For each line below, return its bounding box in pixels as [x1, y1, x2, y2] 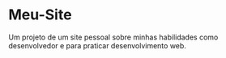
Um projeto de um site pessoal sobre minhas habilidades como [8, 32, 219, 42]
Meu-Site [8, 6, 72, 24]
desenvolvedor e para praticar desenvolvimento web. [8, 40, 186, 50]
